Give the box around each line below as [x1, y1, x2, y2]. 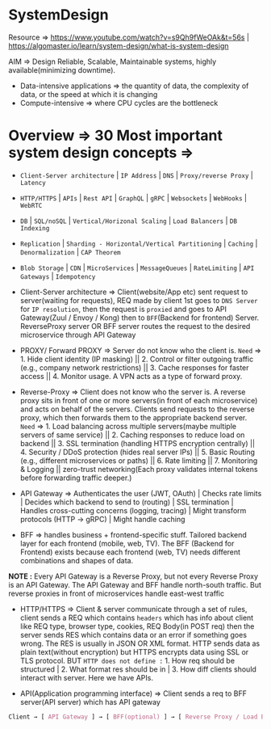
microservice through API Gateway [19, 330, 136, 339]
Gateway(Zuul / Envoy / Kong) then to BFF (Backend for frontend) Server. [19, 313, 260, 322]
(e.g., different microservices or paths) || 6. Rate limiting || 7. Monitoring [19, 455, 258, 466]
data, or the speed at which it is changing [19, 89, 158, 99]
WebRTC [19, 201, 43, 209]
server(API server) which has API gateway [19, 697, 161, 706]
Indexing [19, 224, 50, 232]
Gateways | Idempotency [19, 271, 96, 280]
